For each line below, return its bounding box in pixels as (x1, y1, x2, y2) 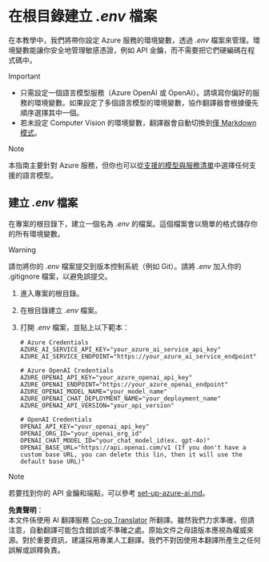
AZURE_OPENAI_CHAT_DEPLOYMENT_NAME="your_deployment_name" (19, 394, 222, 403)
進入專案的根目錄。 (19, 288, 84, 298)
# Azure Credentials (19, 338, 89, 347)
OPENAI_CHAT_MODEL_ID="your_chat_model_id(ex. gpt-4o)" (19, 436, 211, 444)
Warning (8, 245, 36, 255)
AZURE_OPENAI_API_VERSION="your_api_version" (19, 401, 175, 409)
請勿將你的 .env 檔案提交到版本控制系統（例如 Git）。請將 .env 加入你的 (8, 261, 242, 271)
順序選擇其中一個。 (19, 107, 84, 117)
